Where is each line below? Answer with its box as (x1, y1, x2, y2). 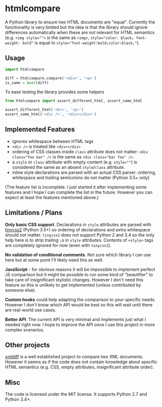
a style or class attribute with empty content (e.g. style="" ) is (12, 159, 138, 165)
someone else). (5, 287, 36, 293)
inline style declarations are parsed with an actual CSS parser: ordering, (12, 169, 157, 175)
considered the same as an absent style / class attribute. (12, 164, 126, 170)
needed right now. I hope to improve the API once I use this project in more (5, 322, 155, 327)
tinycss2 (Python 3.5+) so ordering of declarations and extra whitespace (5, 226, 151, 232)
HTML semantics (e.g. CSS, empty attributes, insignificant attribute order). (5, 364, 154, 370)
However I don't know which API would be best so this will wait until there (5, 302, 153, 307)
